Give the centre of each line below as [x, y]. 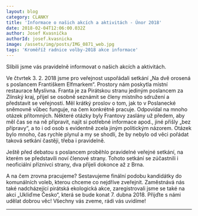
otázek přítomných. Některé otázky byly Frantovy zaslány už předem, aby [95, 115]
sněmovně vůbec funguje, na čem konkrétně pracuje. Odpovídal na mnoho [97, 109]
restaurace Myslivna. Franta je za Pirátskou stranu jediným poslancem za [95, 90]
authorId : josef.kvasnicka [39, 39]
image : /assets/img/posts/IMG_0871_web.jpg [60, 45]
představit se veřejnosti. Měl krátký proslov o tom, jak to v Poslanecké [91, 103]
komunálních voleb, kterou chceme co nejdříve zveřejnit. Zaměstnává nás [95, 182]
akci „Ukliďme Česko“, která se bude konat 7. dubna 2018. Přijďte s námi [94, 194]
